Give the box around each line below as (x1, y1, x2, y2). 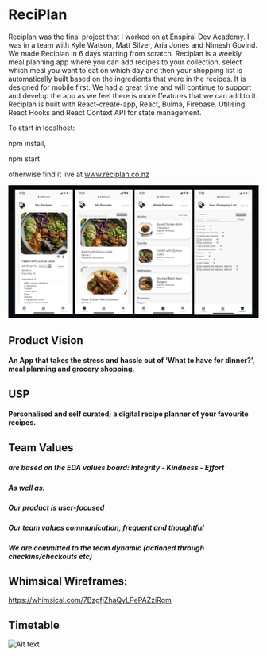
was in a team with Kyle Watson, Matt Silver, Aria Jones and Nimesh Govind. (8, 40, 258, 49)
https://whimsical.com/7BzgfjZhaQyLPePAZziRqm (8, 596, 172, 605)
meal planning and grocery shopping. (8, 364, 135, 374)
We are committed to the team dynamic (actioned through (8, 542, 205, 553)
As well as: (8, 483, 45, 492)
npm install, (8, 138, 46, 148)
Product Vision (8, 334, 83, 347)
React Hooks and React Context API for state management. (8, 107, 202, 117)
